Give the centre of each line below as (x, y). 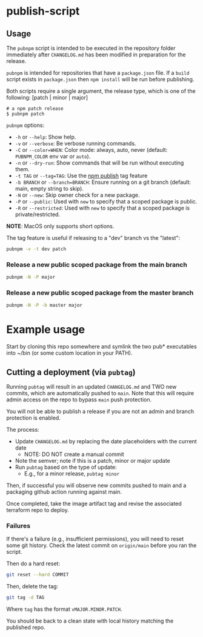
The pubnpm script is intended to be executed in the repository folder (91, 48)
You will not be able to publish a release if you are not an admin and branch (100, 411)
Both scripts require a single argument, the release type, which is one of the (101, 91)
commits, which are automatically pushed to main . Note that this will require (100, 393)
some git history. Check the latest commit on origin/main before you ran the (101, 545)
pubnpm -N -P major (31, 278)
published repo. (26, 627)
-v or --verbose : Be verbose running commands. (75, 143)
